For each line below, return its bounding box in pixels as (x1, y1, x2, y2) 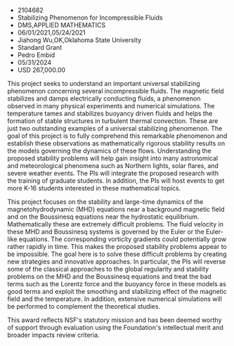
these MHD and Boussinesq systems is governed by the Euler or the (7, 228, 205, 236)
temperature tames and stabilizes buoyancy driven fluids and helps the (7, 109, 213, 117)
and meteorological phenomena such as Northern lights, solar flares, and (7, 162, 219, 169)
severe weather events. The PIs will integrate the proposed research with (7, 169, 219, 177)
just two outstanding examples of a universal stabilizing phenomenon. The (7, 124, 223, 132)
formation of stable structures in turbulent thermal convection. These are (7, 117, 219, 125)
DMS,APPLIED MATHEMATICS (17, 21, 106, 29)
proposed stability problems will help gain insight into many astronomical (7, 154, 219, 162)
